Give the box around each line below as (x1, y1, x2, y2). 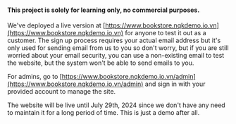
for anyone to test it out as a (125, 29, 206, 37)
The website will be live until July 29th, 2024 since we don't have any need (7, 101, 225, 109)
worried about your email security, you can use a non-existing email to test (7, 51, 225, 60)
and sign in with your (144, 80, 206, 88)
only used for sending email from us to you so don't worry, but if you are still (7, 44, 229, 52)
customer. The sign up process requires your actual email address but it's (7, 36, 221, 45)
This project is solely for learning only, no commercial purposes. (7, 6, 200, 14)
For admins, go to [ (7, 73, 62, 81)
